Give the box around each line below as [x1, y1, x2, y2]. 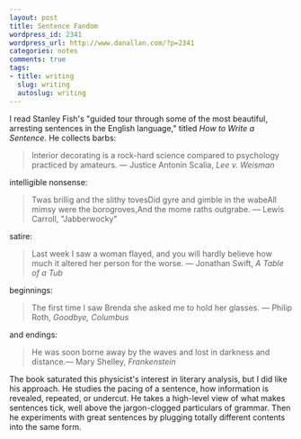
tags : [9, 64, 30, 73]
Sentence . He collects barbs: [9, 132, 117, 143]
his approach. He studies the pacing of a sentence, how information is [9, 383, 270, 394]
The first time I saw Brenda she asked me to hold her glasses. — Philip [31, 302, 293, 313]
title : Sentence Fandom [9, 22, 99, 31]
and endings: [9, 329, 58, 340]
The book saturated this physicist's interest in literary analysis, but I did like [9, 373, 288, 384]
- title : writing [9, 72, 75, 81]
